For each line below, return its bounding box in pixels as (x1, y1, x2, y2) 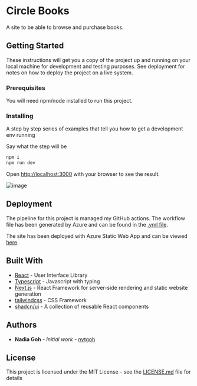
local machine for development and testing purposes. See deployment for (6, 63, 185, 70)
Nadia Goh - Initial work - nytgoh (14, 335, 96, 343)
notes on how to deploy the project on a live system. (6, 69, 133, 76)
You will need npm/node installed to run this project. (6, 97, 133, 104)
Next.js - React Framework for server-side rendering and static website (14, 284, 188, 291)
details (6, 375, 22, 382)
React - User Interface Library (14, 271, 88, 279)
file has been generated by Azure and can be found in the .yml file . (6, 221, 168, 228)
